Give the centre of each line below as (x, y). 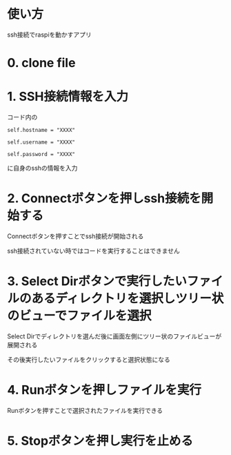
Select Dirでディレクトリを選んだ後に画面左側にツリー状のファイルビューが (114, 336)
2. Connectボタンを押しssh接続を (104, 199)
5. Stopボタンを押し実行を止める (100, 441)
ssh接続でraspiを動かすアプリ (49, 35)
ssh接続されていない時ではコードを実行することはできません (94, 251)
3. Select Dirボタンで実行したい (97, 281)
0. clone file (41, 63)
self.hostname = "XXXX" (41, 130)
